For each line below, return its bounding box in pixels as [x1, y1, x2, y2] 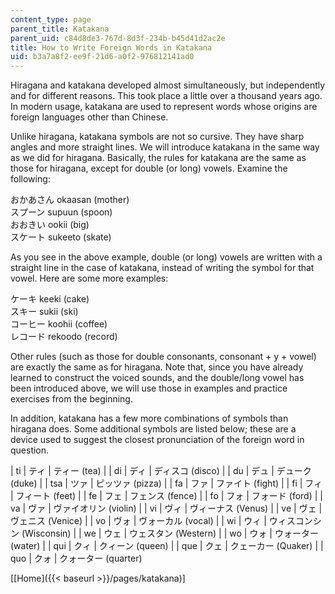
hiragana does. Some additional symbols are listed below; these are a [10, 423, 297, 435]
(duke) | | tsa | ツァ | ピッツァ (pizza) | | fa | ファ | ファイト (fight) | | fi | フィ [10, 477, 323, 490]
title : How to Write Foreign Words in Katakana [10, 42, 213, 53]
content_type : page [10, 14, 92, 25]
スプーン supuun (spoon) [10, 206, 113, 218]
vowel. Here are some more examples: [10, 272, 169, 285]
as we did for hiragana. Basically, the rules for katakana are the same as [10, 152, 307, 164]
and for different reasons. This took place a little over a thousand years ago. [10, 90, 323, 102]
